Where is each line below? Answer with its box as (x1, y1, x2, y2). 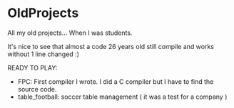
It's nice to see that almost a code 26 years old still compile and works (7, 42, 214, 50)
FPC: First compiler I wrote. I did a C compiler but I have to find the (17, 77, 214, 86)
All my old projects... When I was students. (7, 28, 133, 37)
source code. (17, 85, 57, 93)
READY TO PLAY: (7, 63, 58, 72)
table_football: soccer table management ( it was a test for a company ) (17, 92, 228, 101)
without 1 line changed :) (7, 50, 80, 58)
